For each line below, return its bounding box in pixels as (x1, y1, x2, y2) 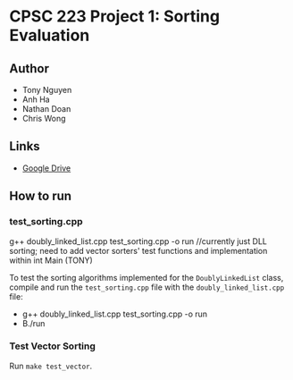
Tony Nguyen (21, 85, 72, 95)
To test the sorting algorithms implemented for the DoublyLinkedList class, (9, 272, 284, 283)
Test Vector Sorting (9, 340, 96, 352)
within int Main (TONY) (9, 255, 94, 266)
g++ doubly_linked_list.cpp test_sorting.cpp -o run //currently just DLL (9, 235, 268, 247)
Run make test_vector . (9, 360, 93, 371)
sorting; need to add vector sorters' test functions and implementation (9, 245, 268, 256)
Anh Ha (21, 94, 51, 105)
